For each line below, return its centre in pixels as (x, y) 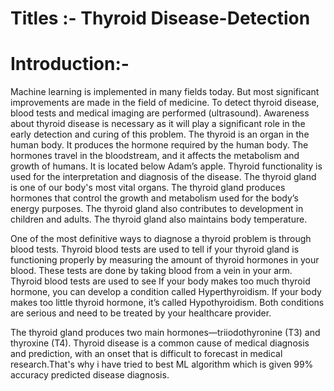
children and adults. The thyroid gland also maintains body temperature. (159, 219)
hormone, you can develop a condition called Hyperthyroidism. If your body (166, 292)
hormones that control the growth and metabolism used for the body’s (154, 198)
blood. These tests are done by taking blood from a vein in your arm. (151, 271)
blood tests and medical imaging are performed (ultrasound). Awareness (160, 113)
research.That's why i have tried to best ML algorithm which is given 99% (162, 364)
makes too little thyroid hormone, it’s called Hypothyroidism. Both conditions (167, 303)
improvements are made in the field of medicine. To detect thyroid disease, (165, 103)
